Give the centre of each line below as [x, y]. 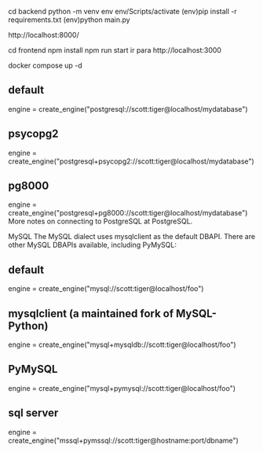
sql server [33, 413]
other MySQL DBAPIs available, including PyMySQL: [92, 245]
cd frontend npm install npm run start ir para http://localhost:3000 [115, 50]
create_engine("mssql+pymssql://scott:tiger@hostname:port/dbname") [124, 440]
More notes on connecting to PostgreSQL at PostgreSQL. [100, 221]
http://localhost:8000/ [44, 35]
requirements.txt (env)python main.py [69, 20]
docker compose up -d [45, 65]
